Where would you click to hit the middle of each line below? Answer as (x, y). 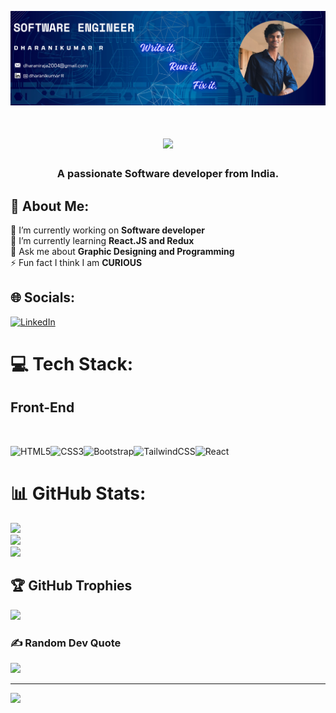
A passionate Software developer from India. (168, 174)
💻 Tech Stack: (72, 364)
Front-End (42, 407)
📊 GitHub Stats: (78, 493)
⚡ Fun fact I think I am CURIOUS (76, 263)
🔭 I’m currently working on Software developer (107, 230)
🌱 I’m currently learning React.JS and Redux (102, 241)
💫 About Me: (50, 206)
